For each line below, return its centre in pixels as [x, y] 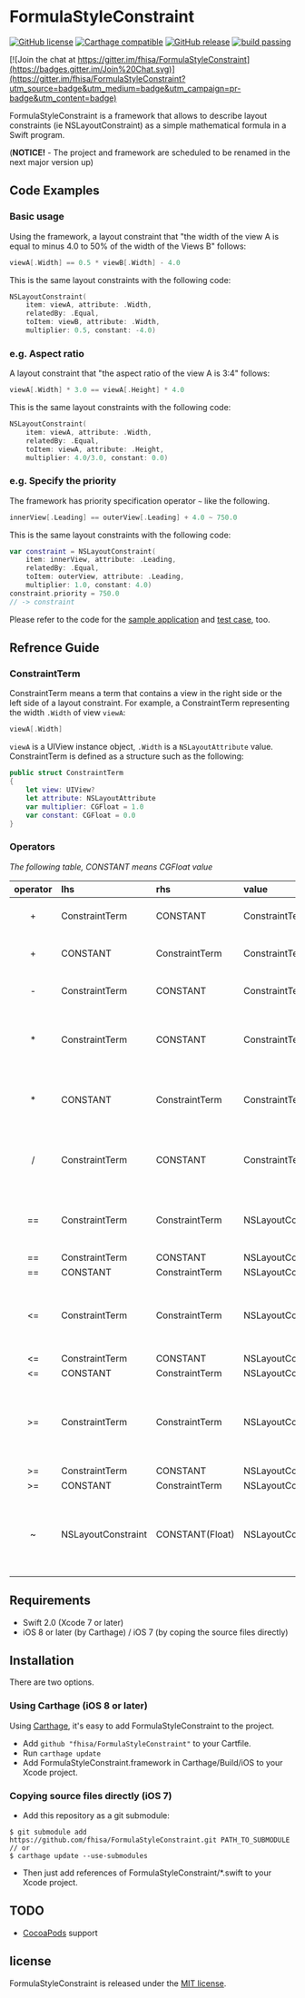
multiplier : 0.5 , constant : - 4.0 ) [91, 330]
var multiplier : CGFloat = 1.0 [85, 807]
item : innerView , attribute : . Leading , [101, 560]
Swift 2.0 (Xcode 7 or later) [73, 1622]
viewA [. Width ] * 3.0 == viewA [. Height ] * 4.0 [97, 390]
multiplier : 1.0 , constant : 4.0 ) [89, 586]
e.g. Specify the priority [63, 481]
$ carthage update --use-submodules [79, 1855]
